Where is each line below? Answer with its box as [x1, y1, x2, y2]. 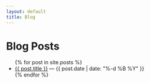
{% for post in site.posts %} [14, 59, 83, 66]
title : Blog [6, 14, 35, 20]
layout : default [6, 8, 46, 15]
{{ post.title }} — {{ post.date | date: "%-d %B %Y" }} [14, 65, 145, 72]
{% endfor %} [14, 71, 49, 78]
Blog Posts [6, 39, 60, 53]
